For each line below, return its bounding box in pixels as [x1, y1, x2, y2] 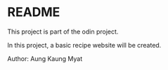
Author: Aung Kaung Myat [7, 54, 83, 63]
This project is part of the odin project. [7, 27, 119, 36]
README [7, 4, 60, 20]
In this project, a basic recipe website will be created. [7, 41, 162, 49]
